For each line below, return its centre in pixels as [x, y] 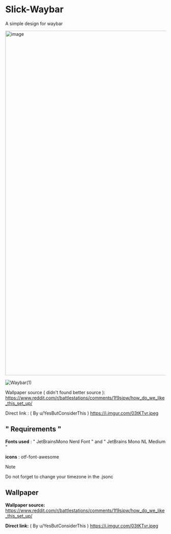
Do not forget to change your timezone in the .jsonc [59, 476]
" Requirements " [33, 429]
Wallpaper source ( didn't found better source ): [55, 392]
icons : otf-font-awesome [32, 457]
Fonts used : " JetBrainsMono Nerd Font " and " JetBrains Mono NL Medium [85, 441]
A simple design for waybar [34, 23]
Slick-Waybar [34, 9]
